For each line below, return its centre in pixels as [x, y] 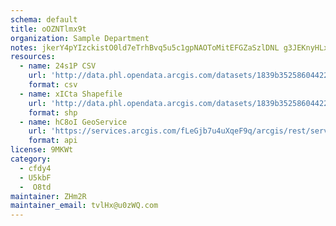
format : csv [53, 85]
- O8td [35, 187]
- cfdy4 [35, 168]
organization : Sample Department [80, 38]
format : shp [53, 112]
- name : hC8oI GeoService [73, 122]
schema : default [44, 19]
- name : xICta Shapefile [71, 94]
